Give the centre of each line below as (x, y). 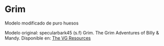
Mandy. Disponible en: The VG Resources (48, 38)
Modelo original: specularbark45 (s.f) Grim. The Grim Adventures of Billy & (82, 32)
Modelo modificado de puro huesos (42, 23)
